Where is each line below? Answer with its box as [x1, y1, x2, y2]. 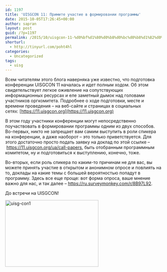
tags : [5, 58, 16, 63]
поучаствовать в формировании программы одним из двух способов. [5, 123, 155, 130]
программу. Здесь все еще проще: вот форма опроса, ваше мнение [5, 175, 151, 181]
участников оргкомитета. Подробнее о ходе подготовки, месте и [5, 98, 144, 104]
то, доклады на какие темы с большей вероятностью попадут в [5, 170, 141, 176]
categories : [5, 49, 30, 54]
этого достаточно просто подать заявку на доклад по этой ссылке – [5, 139, 150, 145]
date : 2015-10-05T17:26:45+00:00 [5, 16, 75, 21]
